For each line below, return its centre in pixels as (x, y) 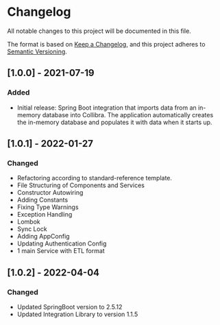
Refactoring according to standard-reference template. (95, 178)
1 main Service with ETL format (61, 251)
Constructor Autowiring (50, 193)
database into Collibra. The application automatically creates (128, 115)
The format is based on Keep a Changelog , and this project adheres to (106, 44)
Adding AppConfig (43, 237)
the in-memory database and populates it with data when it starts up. (114, 122)
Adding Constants (42, 200)
